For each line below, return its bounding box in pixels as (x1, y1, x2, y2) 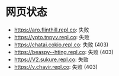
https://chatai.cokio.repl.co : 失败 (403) (14, 41, 109, 48)
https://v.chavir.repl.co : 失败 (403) (14, 63, 98, 70)
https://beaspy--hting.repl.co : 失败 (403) (14, 48, 114, 55)
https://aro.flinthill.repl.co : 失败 (14, 26, 89, 33)
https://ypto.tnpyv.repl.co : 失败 (14, 33, 90, 40)
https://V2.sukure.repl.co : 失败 (14, 56, 89, 63)
